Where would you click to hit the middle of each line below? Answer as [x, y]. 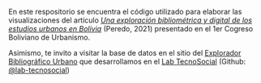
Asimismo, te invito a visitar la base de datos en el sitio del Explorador [125, 53]
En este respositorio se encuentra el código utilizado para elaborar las [125, 12]
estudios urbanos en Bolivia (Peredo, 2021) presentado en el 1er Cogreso [131, 29]
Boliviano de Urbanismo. [49, 37]
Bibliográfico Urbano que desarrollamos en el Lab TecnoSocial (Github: [127, 61]
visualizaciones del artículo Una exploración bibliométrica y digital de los [130, 20]
